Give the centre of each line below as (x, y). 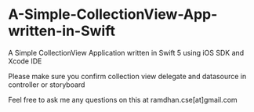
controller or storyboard (47, 85)
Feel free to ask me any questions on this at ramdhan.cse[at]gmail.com (123, 99)
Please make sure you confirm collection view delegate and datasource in (127, 76)
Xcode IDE (25, 61)
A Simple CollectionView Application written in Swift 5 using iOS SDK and (126, 52)
